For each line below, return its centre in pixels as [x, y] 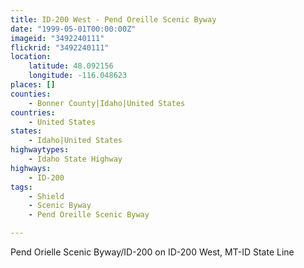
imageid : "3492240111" [57, 38]
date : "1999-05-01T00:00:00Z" [73, 29]
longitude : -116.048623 [78, 76]
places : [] [33, 85]
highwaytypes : [40, 150]
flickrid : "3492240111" [60, 47]
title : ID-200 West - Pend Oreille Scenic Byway [113, 19]
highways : [31, 168]
